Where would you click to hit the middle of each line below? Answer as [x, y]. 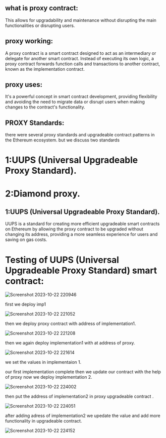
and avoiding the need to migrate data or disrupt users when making [75, 102]
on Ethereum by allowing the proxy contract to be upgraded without [74, 229]
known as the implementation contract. [45, 69]
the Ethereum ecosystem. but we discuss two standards [62, 140]
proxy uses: [24, 85]
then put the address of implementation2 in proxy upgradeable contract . [80, 396]
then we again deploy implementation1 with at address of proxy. [70, 343]
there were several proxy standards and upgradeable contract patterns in [80, 135]
